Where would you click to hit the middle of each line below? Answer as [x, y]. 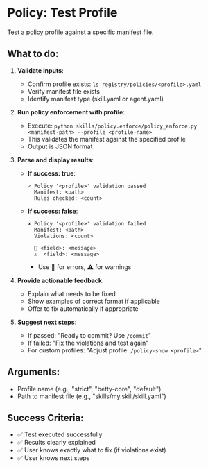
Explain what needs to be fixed [71, 293]
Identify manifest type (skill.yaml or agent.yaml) [96, 99]
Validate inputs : [40, 70]
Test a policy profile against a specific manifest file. [80, 32]
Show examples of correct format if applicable [94, 301]
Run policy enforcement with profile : [71, 112]
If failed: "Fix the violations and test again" [88, 343]
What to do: [33, 54]
